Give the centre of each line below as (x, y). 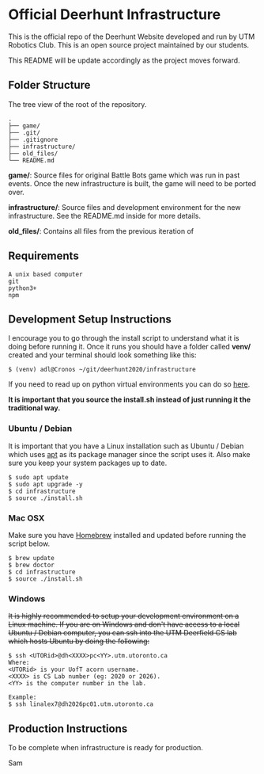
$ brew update (32, 558)
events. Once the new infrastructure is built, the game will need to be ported (132, 183)
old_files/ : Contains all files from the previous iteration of (101, 231)
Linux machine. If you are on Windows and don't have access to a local (124, 624)
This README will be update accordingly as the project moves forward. (124, 60)
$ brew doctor (32, 565)
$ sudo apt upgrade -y (45, 484)
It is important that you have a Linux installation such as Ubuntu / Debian (126, 446)
